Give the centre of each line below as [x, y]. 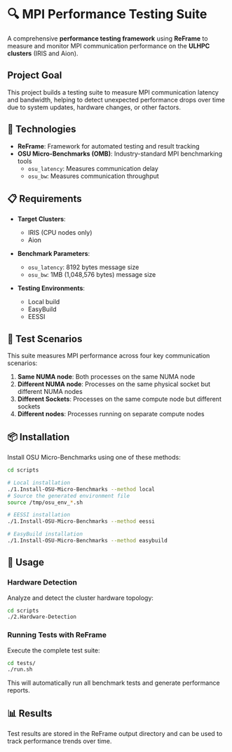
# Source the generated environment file [69, 495]
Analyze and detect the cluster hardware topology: [81, 598]
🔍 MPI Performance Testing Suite [107, 14]
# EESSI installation [39, 515]
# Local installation [39, 483]
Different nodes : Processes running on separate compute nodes [111, 414]
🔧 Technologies [42, 129]
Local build [44, 302]
